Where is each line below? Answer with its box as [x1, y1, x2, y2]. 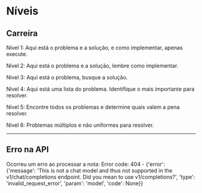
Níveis [6, 4, 39, 18]
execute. [6, 51, 28, 58]
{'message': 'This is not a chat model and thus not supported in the [6, 167, 173, 174]
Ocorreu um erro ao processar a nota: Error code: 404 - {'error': [6, 161, 165, 168]
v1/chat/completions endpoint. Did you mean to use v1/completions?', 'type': [6, 173, 195, 180]
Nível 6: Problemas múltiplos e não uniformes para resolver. [6, 121, 155, 129]
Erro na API [6, 144, 49, 155]
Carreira [6, 28, 38, 38]
